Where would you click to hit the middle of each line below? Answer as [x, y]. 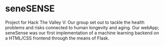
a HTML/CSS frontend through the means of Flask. [57, 38]
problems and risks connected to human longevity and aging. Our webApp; [82, 27]
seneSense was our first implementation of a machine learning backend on [82, 33]
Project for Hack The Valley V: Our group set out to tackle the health [75, 22]
